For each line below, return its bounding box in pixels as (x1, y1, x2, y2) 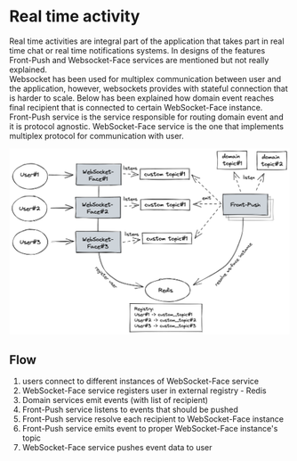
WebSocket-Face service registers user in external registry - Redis (21, 385, 267, 396)
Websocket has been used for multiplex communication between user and (9, 73, 282, 84)
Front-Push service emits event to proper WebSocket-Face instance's (21, 423, 278, 433)
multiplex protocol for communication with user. (9, 130, 184, 141)
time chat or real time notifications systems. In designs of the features (9, 45, 266, 55)
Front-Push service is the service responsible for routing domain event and (9, 111, 284, 122)
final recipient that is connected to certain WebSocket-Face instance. (9, 102, 263, 112)
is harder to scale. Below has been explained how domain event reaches (9, 92, 274, 103)
